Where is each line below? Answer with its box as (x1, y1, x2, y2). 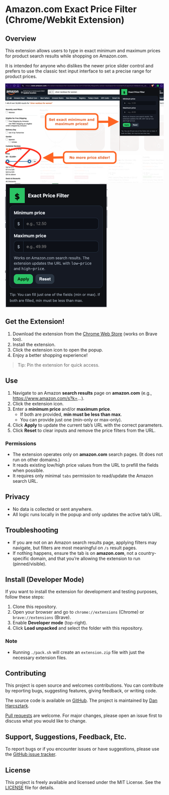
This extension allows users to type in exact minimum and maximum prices (5, 48, 161, 53)
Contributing (5, 669, 46, 678)
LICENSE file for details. (5, 784, 55, 791)
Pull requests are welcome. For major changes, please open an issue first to (5, 712, 162, 718)
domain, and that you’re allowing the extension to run (30, 555, 141, 561)
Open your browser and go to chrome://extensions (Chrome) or (12, 609, 144, 615)
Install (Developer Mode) (5, 575, 84, 584)
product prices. (5, 74, 37, 79)
